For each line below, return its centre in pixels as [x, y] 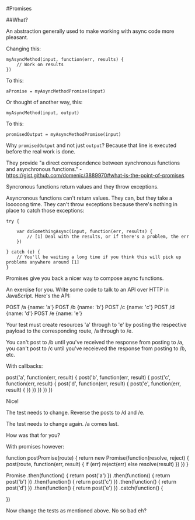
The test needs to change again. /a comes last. [62, 424]
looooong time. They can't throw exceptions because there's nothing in [92, 204]
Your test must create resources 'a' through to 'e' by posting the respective [96, 325]
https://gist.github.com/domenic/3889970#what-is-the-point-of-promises [95, 175]
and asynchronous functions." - [44, 169]
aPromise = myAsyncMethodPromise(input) [56, 91]
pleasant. [17, 37]
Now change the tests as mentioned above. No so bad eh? [76, 511]
